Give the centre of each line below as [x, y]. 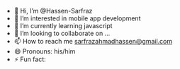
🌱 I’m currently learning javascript [63, 26]
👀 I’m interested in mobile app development [77, 18]
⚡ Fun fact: [30, 59]
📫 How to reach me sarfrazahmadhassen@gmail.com [93, 41]
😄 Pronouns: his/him [45, 51]
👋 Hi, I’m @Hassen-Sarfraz [53, 11]
